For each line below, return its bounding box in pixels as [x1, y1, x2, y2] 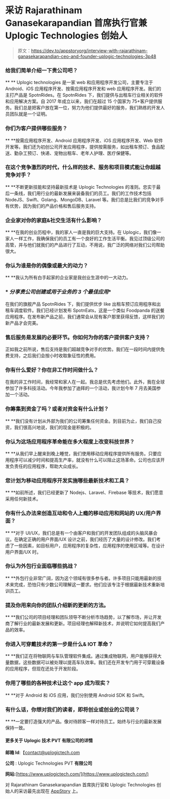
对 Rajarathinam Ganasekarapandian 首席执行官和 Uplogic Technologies [5, 782, 156, 788]
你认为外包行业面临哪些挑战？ [5, 563, 78, 570]
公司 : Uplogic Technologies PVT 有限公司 [5, 760, 93, 767]
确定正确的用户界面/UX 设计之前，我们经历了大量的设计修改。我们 [18, 536, 156, 542]
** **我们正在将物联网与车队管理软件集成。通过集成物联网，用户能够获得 [5, 653, 157, 659]
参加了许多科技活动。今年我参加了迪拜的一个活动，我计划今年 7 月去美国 [5, 385, 157, 391]
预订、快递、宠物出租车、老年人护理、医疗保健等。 [27, 150, 134, 156]
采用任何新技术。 [5, 496, 41, 502]
